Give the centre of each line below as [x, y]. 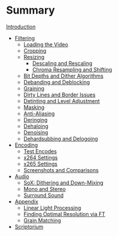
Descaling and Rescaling [62, 63]
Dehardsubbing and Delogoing [61, 138]
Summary [30, 10]
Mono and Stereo [45, 189]
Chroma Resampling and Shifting [72, 69]
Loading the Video [46, 44]
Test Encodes [40, 151]
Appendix [26, 201]
